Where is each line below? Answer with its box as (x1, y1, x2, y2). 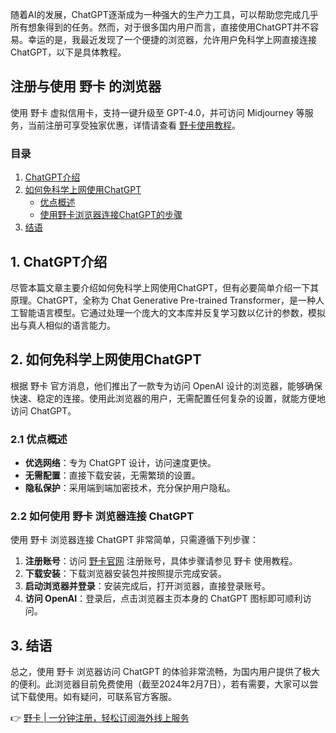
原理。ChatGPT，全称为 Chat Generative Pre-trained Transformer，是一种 (10, 294, 317, 306)
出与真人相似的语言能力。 (10, 319, 116, 331)
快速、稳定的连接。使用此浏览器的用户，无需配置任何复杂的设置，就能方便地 (10, 392, 326, 404)
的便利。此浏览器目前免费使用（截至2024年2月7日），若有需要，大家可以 (10, 678, 310, 690)
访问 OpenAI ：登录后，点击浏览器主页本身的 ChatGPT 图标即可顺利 (24, 593, 303, 605)
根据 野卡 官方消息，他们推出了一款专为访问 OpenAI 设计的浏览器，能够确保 (10, 379, 323, 392)
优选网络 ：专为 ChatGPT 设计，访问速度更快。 (24, 457, 217, 469)
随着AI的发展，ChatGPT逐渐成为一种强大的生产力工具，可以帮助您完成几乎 (10, 9, 319, 20)
